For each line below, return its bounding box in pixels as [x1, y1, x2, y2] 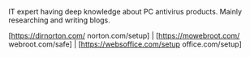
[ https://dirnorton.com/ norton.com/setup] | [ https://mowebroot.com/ [8, 31, 240, 40]
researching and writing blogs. [8, 15, 111, 25]
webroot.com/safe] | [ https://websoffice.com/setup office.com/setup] [8, 39, 242, 49]
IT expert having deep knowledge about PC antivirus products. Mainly [8, 7, 242, 16]
